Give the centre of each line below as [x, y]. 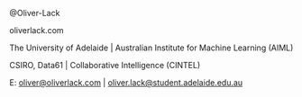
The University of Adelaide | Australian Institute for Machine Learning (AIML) [151, 48]
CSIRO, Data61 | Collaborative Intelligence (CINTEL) [105, 65]
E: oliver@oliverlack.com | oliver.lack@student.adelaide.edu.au [126, 83]
